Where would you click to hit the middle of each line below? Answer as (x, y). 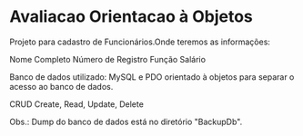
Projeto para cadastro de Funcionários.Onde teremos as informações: (140, 42)
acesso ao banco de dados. (61, 86)
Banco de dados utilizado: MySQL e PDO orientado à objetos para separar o (152, 77)
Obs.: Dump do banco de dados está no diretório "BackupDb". (126, 121)
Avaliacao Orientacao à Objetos (131, 17)
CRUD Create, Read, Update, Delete (76, 104)
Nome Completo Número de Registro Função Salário (108, 59)
